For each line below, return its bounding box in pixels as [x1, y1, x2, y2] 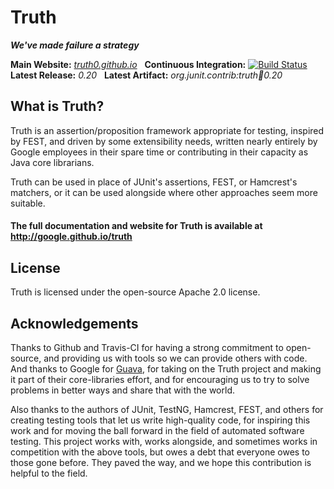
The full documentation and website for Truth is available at [10, 220, 263, 232]
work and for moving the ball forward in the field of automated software [10, 424, 305, 436]
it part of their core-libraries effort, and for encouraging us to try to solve [10, 373, 310, 385]
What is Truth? [10, 98, 105, 115]
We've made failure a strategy [10, 39, 140, 51]
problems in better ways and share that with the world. [10, 384, 235, 396]
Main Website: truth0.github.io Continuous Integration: [10, 58, 247, 70]
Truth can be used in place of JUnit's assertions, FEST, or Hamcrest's [10, 176, 298, 188]
